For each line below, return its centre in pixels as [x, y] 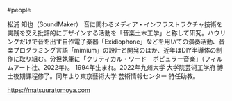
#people [19, 10]
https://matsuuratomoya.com [49, 90]
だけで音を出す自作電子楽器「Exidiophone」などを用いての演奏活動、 [119, 42]
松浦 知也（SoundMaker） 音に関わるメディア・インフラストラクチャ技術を [115, 24]
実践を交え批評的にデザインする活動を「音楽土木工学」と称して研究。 [108, 33]
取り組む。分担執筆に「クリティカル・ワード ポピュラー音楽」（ [112, 59]
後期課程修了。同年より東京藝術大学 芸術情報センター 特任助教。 [106, 76]
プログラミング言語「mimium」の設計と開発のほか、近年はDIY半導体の [115, 50]
